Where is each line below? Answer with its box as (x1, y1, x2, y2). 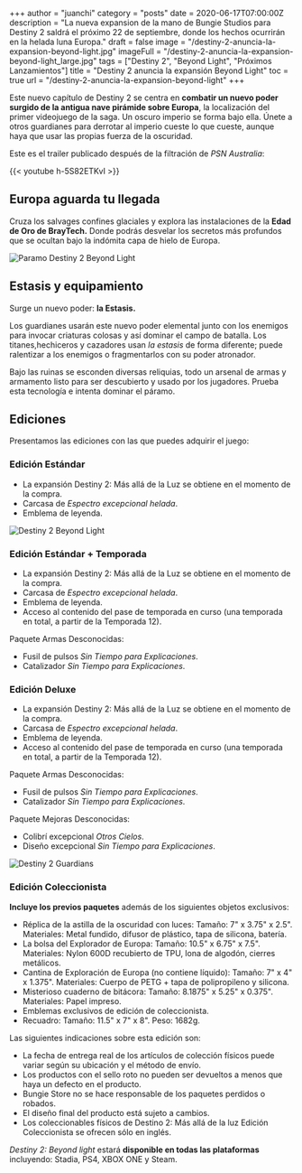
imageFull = (118, 46, 162, 57)
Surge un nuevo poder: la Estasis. (9, 303, 136, 313)
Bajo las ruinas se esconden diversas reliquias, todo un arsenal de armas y (9, 366, 287, 377)
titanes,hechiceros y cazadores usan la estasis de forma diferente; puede (9, 339, 283, 350)
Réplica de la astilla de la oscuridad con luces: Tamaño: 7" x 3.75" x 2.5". (22, 918, 293, 929)
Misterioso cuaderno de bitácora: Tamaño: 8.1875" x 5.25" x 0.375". (22, 986, 273, 997)
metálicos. (22, 957, 61, 968)
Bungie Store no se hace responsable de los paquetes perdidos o (22, 1088, 266, 1099)
